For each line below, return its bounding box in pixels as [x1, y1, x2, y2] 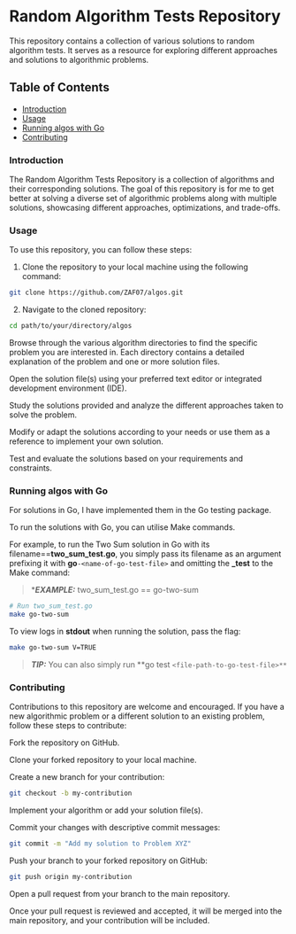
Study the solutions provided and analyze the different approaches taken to [9, 401, 285, 411]
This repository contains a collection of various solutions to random [9, 35, 254, 46]
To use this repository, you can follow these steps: [9, 245, 193, 255]
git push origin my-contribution [9, 873, 133, 882]
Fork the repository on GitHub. [9, 737, 120, 748]
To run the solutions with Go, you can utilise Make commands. [9, 522, 236, 533]
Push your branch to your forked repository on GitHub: [9, 855, 208, 866]
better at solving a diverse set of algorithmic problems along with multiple [9, 193, 277, 204]
